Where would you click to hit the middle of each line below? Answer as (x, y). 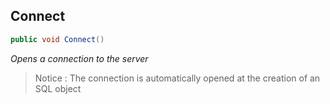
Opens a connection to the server (79, 58)
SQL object (58, 88)
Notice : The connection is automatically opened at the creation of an (177, 78)
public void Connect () (57, 39)
